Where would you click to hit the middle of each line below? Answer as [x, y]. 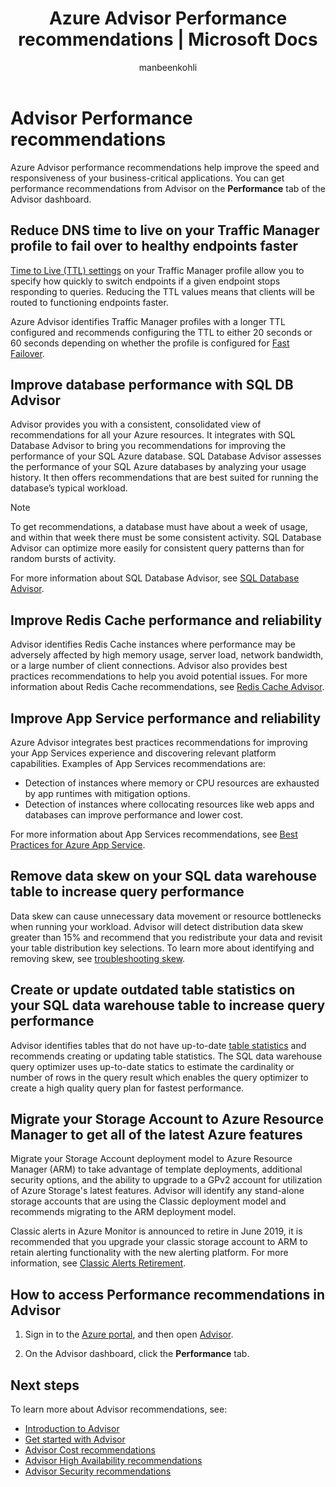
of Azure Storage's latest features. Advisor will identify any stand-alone [157, 1191]
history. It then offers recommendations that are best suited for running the [164, 478]
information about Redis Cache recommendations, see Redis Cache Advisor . [167, 687]
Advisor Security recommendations [98, 1471]
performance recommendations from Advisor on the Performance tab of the [168, 188]
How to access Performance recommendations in [167, 1294]
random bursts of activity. [63, 559]
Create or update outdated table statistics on [153, 990]
